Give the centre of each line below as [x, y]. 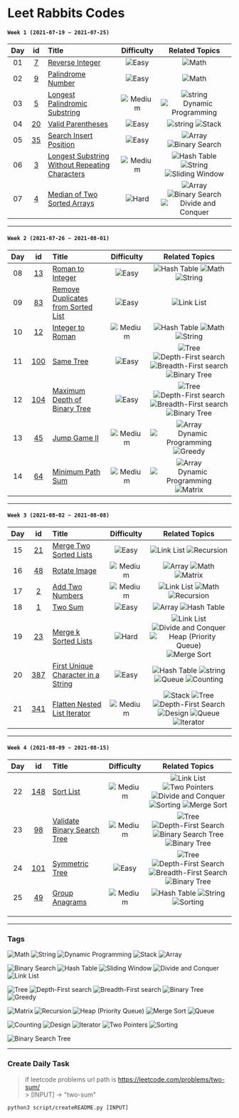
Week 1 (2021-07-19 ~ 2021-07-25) [59, 32]
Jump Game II [76, 438]
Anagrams [70, 902]
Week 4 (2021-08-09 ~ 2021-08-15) [59, 748]
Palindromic [67, 103]
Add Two [67, 586]
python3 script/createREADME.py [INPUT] [68, 1107]
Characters [66, 174]
